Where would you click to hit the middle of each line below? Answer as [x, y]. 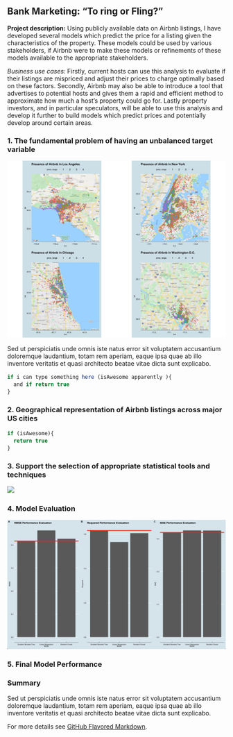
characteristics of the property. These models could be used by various [110, 43]
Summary [24, 683]
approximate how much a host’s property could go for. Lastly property [107, 101]
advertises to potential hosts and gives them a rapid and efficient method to [115, 93]
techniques [27, 475]
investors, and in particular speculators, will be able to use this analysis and [115, 108]
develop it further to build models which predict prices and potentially [107, 115]
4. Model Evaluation [41, 508]
